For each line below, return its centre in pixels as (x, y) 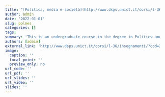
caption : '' (22, 55)
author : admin (20, 14)
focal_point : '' (26, 60)
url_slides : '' (21, 78)
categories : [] (21, 28)
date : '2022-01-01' (25, 19)
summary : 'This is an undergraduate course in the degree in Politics (79, 37)
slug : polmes (18, 23)
